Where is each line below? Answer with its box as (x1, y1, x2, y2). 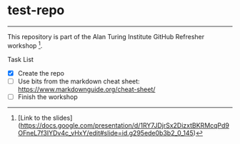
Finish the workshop (17, 92, 79, 101)
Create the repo (17, 68, 64, 77)
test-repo (7, 2, 65, 19)
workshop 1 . (7, 40, 43, 50)
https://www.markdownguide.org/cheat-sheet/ (17, 85, 156, 93)
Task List (7, 55, 34, 63)
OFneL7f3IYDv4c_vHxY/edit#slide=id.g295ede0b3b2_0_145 (17, 128, 194, 137)
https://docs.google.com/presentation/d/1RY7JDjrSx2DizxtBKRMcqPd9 (20, 120, 230, 130)
